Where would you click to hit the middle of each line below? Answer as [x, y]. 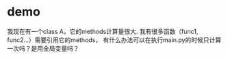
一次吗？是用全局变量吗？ [43, 48]
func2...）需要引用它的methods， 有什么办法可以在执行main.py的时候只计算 [114, 40]
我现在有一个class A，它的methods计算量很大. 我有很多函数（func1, [103, 31]
